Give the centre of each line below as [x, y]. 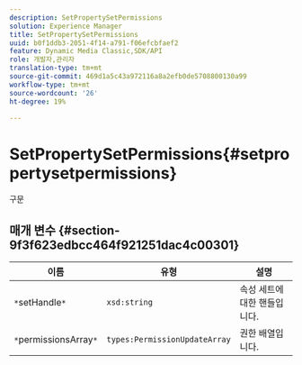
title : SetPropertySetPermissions [74, 34]
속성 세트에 [262, 289]
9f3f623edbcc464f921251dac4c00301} [124, 245]
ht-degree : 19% [38, 101]
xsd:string [129, 302]
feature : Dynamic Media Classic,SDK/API [86, 51]
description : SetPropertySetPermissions [86, 18]
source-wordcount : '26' [54, 93]
